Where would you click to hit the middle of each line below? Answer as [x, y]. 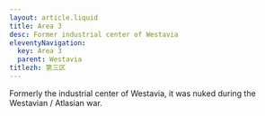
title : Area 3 [36, 26]
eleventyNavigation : [48, 43]
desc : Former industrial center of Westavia [94, 34]
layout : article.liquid [54, 18]
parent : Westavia [50, 59]
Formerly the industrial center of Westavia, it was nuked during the [132, 93]
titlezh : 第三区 [38, 68]
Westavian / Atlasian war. [56, 103]
